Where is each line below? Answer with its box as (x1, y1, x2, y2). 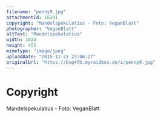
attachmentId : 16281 (6, 14, 59, 20)
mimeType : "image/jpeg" (6, 48, 67, 54)
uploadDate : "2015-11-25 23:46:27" (6, 54, 96, 60)
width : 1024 (6, 37, 36, 43)
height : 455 (6, 43, 36, 49)
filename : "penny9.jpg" (6, 8, 67, 15)
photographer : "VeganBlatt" (6, 25, 77, 32)
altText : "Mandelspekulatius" (6, 31, 83, 37)
